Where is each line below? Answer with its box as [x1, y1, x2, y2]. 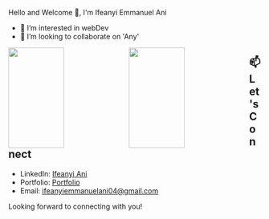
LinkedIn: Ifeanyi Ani [19, 168, 88, 178]
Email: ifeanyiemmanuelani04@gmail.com [19, 185, 159, 196]
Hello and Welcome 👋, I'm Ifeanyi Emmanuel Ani [8, 8, 167, 17]
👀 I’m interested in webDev [19, 23, 109, 32]
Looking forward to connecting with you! [8, 201, 143, 211]
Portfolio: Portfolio [19, 177, 80, 187]
